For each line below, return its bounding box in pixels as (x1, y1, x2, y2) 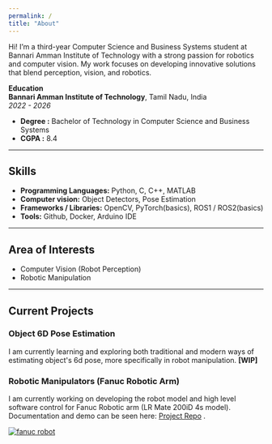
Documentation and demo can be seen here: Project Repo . (8, 411, 206, 421)
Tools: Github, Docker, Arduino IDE (19, 211, 138, 221)
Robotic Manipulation (19, 273, 91, 283)
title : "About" (8, 19, 60, 28)
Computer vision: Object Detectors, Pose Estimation (19, 194, 197, 204)
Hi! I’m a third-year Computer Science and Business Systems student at (8, 41, 248, 51)
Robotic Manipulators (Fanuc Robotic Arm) (8, 375, 180, 386)
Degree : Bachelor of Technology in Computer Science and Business (19, 116, 250, 126)
